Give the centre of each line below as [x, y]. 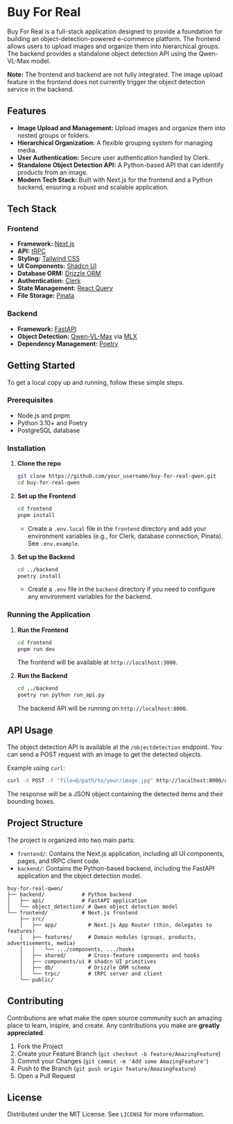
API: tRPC [32, 251]
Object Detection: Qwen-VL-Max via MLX [77, 336]
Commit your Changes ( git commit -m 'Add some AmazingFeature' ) [113, 1061]
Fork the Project [40, 1046]
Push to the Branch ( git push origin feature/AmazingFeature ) [106, 1068]
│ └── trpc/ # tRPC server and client [91, 974]
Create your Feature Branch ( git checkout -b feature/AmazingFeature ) [119, 1053]
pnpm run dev [36, 649]
